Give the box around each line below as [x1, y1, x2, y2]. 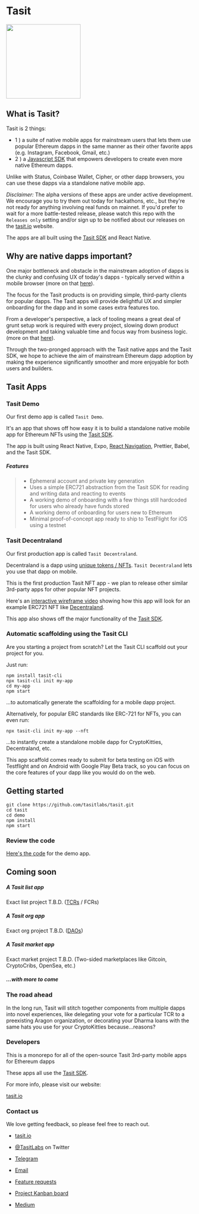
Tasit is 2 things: [6, 125, 46, 132]
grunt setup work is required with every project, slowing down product [6, 321, 179, 329]
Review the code [6, 836, 55, 844]
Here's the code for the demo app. [6, 850, 91, 857]
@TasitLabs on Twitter [14, 1144, 70, 1151]
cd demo [6, 812, 26, 818]
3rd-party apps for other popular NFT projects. [6, 585, 121, 592]
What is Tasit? [6, 109, 60, 119]
